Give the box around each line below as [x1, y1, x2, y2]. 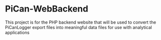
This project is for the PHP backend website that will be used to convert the [5, 19, 157, 25]
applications [5, 29, 30, 35]
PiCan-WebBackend [5, 3, 89, 14]
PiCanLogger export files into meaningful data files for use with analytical [5, 24, 152, 30]
